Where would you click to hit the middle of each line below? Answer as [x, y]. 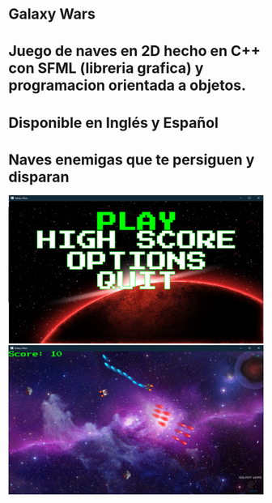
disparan [39, 177]
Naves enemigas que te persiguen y [132, 160]
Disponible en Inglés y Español [113, 123]
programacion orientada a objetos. [127, 85]
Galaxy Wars [52, 14]
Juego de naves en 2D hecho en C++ [134, 51]
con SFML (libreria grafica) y [106, 68]
